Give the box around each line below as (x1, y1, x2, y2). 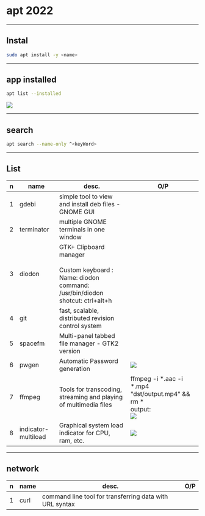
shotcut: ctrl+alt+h (59, 296, 112, 305)
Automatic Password (59, 356, 119, 365)
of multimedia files (59, 400, 112, 409)
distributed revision (59, 313, 115, 322)
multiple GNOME (59, 217, 107, 226)
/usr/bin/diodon (59, 288, 104, 297)
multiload (19, 432, 46, 441)
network (6, 463, 40, 474)
